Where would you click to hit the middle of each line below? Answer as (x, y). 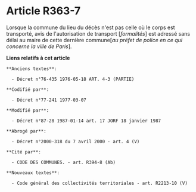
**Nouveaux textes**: (33, 173)
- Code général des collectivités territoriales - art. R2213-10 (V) (99, 183)
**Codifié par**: (28, 89)
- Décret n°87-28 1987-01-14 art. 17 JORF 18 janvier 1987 (86, 121)
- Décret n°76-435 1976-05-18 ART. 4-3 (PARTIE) (73, 79)
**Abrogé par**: (26, 131)
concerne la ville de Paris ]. (39, 46)
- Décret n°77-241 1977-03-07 (49, 100)
